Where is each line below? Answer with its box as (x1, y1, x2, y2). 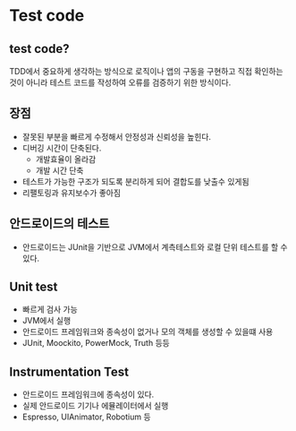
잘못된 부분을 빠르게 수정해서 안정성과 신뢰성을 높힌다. (21, 131, 212, 142)
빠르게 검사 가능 (21, 304, 78, 315)
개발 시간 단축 (35, 165, 84, 176)
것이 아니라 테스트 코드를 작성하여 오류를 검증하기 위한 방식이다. (9, 77, 232, 88)
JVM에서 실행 (21, 315, 72, 326)
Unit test (9, 280, 58, 295)
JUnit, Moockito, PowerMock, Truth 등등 (21, 338, 170, 349)
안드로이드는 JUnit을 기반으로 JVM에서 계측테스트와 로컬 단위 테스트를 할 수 (21, 241, 288, 252)
